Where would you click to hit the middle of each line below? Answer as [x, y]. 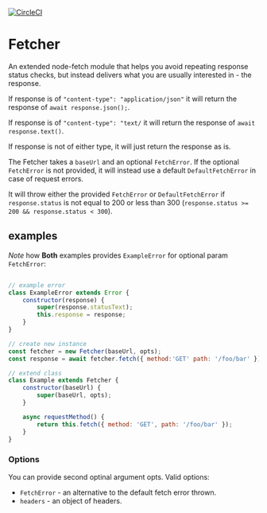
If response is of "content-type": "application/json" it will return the [123, 99]
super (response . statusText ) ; [85, 307]
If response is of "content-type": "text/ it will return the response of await [132, 122]
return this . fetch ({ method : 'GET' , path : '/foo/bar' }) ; [135, 424]
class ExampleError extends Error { [69, 293]
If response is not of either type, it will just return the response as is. [120, 146]
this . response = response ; [81, 315]
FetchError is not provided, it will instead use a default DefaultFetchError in [132, 170]
